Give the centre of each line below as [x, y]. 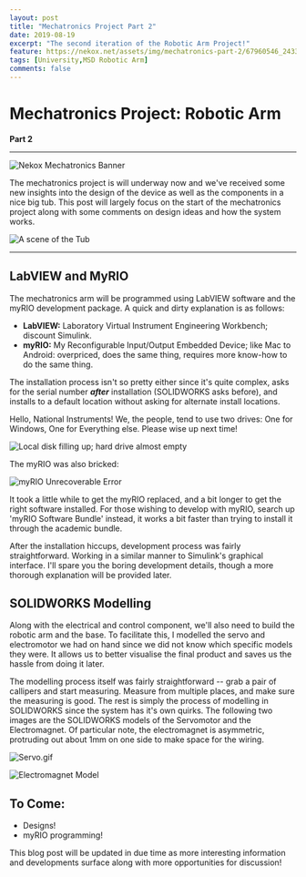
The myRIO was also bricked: [64, 464]
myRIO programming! [62, 835]
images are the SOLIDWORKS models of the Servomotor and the [131, 720]
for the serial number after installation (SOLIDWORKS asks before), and [143, 392]
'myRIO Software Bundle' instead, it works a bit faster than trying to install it [151, 518]
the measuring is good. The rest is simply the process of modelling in [139, 701]
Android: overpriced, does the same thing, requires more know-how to [155, 354]
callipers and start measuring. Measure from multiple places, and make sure [152, 691]
